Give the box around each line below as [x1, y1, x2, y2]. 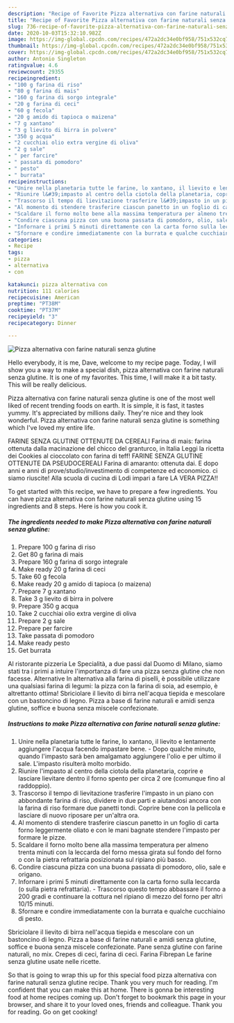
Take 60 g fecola [17, 572, 67, 581]
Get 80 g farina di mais [17, 550, 84, 558]
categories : [8, 236, 42, 243]
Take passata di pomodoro [17, 631, 94, 640]
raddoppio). [17, 781, 52, 790]
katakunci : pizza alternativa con [8, 281, 108, 288]
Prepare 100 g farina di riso [17, 542, 96, 551]
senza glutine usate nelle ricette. [8, 957, 101, 965]
